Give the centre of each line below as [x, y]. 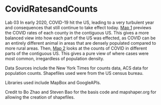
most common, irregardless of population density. [55, 58]
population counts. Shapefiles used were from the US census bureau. [74, 73]
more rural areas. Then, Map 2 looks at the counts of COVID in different [76, 48]
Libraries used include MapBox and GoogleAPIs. [53, 82]
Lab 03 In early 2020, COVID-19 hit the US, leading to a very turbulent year [80, 22]
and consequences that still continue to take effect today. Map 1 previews [78, 27]
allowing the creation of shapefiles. [40, 97]
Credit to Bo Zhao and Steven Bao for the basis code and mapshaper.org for [81, 92]
